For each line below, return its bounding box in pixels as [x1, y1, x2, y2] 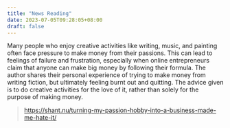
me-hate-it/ [23, 114, 57, 122]
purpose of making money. [7, 93, 84, 101]
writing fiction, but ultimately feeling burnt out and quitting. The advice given [7, 78, 224, 87]
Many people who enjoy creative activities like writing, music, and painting [7, 42, 218, 50]
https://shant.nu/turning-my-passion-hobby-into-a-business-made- [23, 106, 216, 114]
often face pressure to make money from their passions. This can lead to [7, 49, 213, 57]
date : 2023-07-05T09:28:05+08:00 [7, 17, 103, 23]
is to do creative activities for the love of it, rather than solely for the [7, 85, 199, 94]
